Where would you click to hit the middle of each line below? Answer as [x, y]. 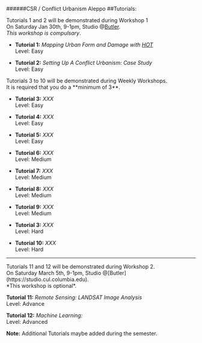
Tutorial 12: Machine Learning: [44, 315]
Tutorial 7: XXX [34, 171]
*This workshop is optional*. [41, 286]
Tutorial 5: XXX [34, 135]
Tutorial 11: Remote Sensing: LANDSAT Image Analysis [74, 297]
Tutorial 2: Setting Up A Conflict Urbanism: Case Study [83, 63]
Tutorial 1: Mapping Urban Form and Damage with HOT [84, 45]
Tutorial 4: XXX [34, 117]
